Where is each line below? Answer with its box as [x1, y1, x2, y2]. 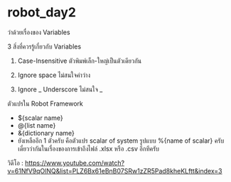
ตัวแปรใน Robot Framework [7, 99, 84, 108]
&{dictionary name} [17, 128, 75, 137]
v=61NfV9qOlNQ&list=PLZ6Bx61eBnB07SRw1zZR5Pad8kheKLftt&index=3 [7, 166, 222, 175]
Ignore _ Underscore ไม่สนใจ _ [17, 85, 103, 93]
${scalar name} [17, 113, 63, 122]
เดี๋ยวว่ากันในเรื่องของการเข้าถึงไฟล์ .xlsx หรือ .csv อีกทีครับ [17, 144, 160, 153]
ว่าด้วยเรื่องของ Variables [7, 28, 70, 36]
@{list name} [17, 121, 56, 129]
